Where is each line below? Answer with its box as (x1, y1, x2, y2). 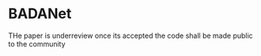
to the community (8, 39, 66, 48)
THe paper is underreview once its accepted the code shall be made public (8, 31, 253, 40)
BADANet (8, 5, 72, 23)
